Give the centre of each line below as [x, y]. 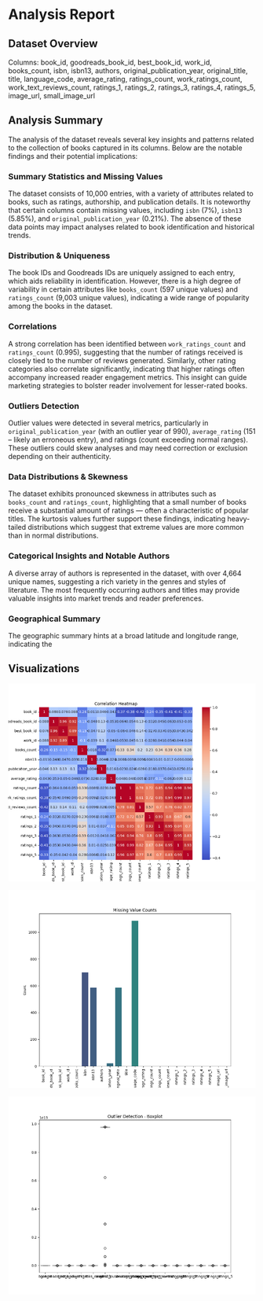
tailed [17, 527]
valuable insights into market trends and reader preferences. [106, 598]
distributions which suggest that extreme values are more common [136, 527]
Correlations [33, 326]
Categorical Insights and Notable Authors [89, 556]
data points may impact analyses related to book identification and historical [131, 227]
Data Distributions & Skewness [68, 476]
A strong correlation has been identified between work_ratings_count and [127, 344]
